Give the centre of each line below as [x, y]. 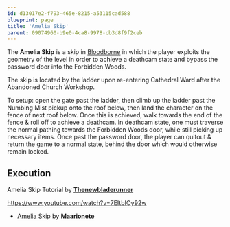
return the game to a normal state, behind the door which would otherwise [112, 144]
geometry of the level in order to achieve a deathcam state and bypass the [113, 60]
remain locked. [28, 152]
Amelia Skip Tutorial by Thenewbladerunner [70, 190]
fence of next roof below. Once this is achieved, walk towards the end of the [115, 115]
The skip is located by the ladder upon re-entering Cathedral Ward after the [114, 80]
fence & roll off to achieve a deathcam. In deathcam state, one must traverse [115, 122]
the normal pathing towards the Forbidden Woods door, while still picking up [115, 130]
